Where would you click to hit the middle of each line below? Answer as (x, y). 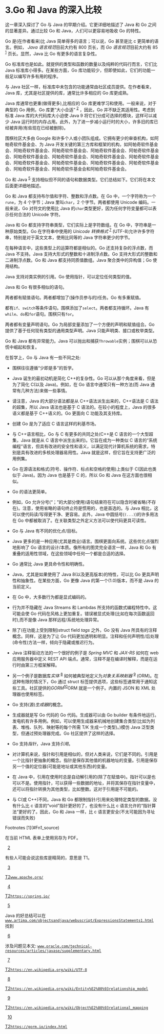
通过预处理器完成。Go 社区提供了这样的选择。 (72, 733)
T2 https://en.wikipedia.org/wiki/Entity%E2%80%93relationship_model (77, 988)
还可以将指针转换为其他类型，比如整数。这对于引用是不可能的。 (76, 789)
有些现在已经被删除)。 (46, 128)
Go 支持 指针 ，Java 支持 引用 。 (42, 743)
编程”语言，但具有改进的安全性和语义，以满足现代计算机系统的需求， (82, 446)
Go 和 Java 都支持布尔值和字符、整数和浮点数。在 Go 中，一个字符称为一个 (81, 196)
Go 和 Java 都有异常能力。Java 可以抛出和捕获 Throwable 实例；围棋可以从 (79, 341)
